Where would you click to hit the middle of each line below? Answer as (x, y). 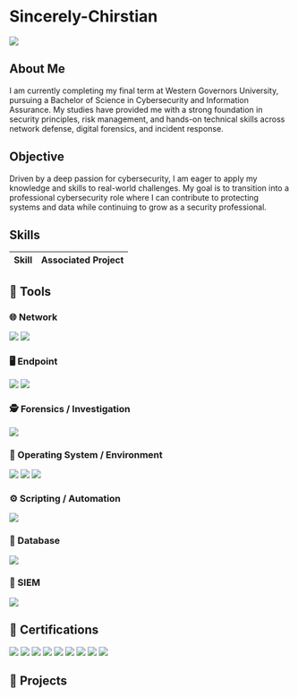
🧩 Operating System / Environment (86, 454)
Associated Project (82, 260)
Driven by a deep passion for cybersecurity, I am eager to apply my (133, 178)
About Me (37, 69)
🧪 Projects (38, 681)
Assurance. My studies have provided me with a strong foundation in (136, 109)
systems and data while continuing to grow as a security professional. (138, 207)
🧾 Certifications (54, 630)
